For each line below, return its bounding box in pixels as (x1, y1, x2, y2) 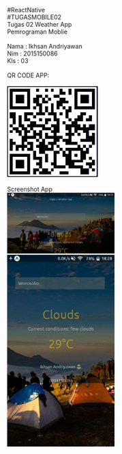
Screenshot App (7, 185, 52, 193)
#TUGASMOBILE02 (7, 13, 62, 21)
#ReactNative (7, 6, 46, 14)
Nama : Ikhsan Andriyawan (7, 42, 83, 50)
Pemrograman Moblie (7, 27, 68, 36)
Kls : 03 (7, 57, 29, 64)
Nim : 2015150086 (7, 49, 58, 58)
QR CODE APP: (7, 71, 50, 79)
